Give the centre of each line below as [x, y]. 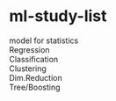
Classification [34, 59]
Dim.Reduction [36, 77]
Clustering [28, 69]
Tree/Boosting [35, 87]
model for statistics [44, 40]
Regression [29, 49]
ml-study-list [58, 16]
